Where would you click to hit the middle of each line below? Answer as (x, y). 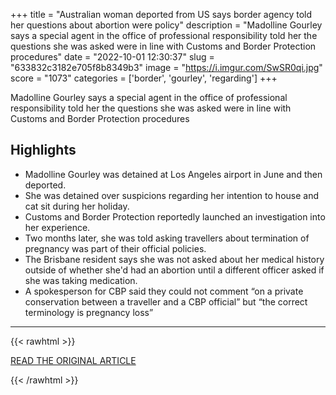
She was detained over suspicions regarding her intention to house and (171, 195)
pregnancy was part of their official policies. (115, 248)
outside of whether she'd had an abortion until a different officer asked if (174, 270)
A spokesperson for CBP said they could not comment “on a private (164, 291)
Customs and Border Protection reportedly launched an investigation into (175, 216)
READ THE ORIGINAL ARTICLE (73, 360)
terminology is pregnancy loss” (89, 312)
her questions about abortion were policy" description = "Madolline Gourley (166, 25)
